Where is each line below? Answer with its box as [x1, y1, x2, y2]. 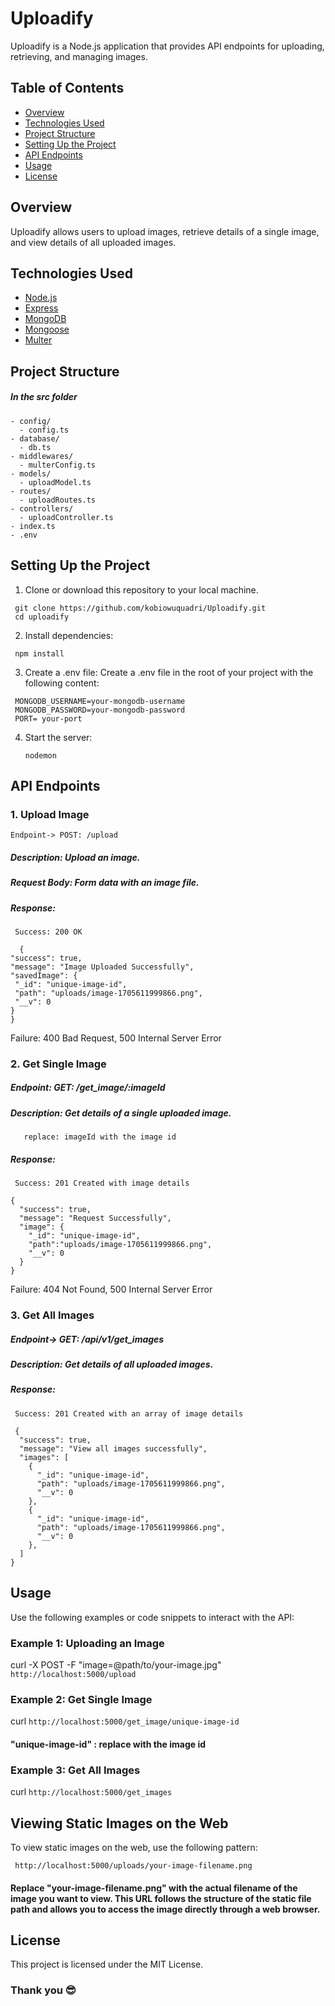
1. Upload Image [10, 807, 90, 821]
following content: [24, 677, 100, 689]
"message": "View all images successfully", [19, 1443, 208, 1454]
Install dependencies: [24, 629, 114, 641]
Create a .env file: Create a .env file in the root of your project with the [24, 666, 314, 678]
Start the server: [24, 731, 93, 743]
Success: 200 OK [14, 927, 83, 937]
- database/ [10, 433, 60, 444]
